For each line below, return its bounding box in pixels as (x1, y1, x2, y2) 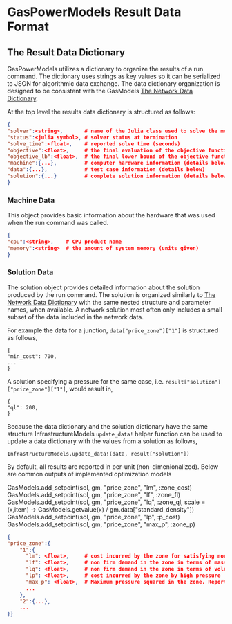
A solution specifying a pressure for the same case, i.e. (7, 377, 164, 385)
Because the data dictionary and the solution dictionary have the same (7, 422, 209, 430)
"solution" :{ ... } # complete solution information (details (7, 172, 209, 179)
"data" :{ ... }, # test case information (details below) (7, 166, 206, 173)
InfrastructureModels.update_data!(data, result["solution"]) (7, 450, 190, 457)
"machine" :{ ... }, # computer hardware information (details (7, 160, 209, 167)
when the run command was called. (7, 219, 109, 227)
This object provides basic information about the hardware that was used (7, 211, 215, 220)
